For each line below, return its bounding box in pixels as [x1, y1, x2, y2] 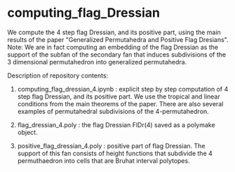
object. [17, 128, 38, 136]
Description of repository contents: [7, 71, 109, 80]
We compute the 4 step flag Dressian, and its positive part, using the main [7, 28, 221, 36]
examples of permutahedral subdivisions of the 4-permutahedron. [17, 107, 209, 115]
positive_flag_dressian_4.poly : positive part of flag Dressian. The [17, 141, 206, 150]
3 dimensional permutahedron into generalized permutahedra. [7, 57, 187, 66]
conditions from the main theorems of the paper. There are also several [17, 99, 224, 108]
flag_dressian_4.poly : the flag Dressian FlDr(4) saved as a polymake [17, 120, 215, 129]
